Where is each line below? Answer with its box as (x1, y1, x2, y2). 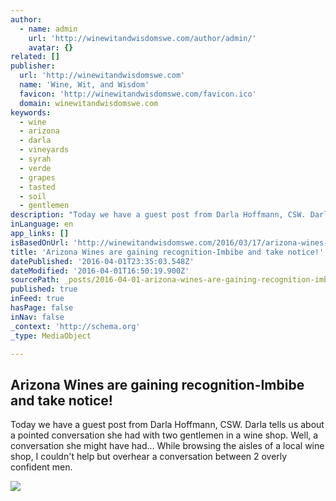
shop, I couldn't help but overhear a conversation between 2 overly (10, 451, 288, 463)
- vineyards (19, 145, 70, 155)
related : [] (10, 52, 60, 62)
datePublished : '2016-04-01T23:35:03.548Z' (10, 256, 195, 266)
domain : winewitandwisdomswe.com (19, 98, 159, 108)
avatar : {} (28, 42, 74, 53)
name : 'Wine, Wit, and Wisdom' (19, 80, 150, 90)
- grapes (19, 172, 56, 183)
